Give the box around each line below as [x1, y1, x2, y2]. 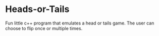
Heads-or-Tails [5, 3, 70, 15]
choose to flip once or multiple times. [5, 25, 83, 31]
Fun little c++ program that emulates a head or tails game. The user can [5, 20, 154, 26]
